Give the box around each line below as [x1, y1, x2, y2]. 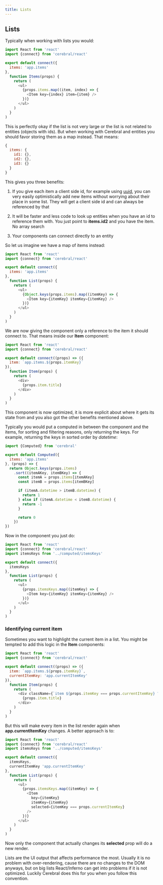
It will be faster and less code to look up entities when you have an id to [12, 213, 155, 219]
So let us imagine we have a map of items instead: [5, 242, 105, 248]
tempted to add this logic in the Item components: [5, 642, 105, 647]
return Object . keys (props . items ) [9, 466, 77, 471]
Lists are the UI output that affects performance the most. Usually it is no [5, 855, 150, 861]
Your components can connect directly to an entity [12, 233, 114, 239]
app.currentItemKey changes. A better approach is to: [5, 728, 115, 734]
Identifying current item [5, 626, 63, 632]
